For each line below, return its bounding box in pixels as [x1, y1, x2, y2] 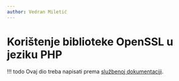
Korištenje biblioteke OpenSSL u [7, 34, 174, 48]
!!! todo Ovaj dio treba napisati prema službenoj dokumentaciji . [7, 68, 164, 75]
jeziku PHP [7, 48, 63, 61]
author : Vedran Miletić [7, 8, 68, 15]
